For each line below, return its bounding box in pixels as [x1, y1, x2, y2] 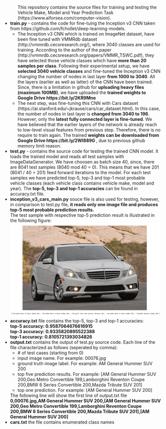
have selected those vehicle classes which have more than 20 [17, 58, 147, 63]
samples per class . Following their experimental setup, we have [17, 63, 150, 69]
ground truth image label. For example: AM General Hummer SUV [17, 360, 153, 366]
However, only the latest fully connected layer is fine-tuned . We [17, 116, 152, 122]
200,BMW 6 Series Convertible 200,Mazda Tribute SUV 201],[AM [10, 408, 149, 414]
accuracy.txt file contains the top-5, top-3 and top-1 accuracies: [10, 318, 144, 324]
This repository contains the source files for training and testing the [17, 5, 157, 10]
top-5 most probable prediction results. [10, 207, 94, 213]
